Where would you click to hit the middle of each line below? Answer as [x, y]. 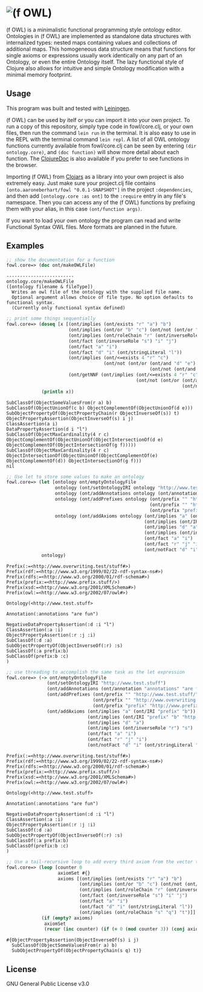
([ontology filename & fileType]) [50, 287]
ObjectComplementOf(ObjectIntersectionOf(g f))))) [71, 445]
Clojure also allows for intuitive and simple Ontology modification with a [95, 68]
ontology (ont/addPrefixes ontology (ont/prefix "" [121, 499]
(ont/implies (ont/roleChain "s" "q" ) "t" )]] [138, 912]
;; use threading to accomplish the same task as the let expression [96, 672]
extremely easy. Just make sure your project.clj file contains [81, 183]
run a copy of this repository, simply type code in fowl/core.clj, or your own [100, 126]
